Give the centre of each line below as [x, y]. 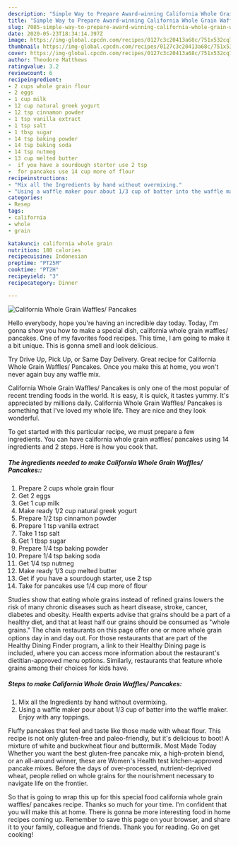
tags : [16, 211]
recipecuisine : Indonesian [48, 257]
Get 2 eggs [35, 495]
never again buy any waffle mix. [54, 374]
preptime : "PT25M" [35, 263]
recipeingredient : [35, 80]
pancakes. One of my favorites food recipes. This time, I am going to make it [119, 338]
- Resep [19, 205]
